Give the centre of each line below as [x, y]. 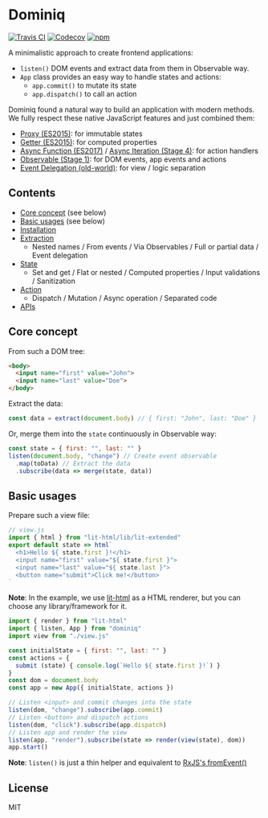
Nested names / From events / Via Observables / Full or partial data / [145, 246]
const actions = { [39, 658]
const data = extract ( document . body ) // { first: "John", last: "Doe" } [132, 419]
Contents [32, 193]
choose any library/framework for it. [67, 606]
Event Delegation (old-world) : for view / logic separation [113, 167]
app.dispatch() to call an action [84, 93]
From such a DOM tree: [47, 351]
